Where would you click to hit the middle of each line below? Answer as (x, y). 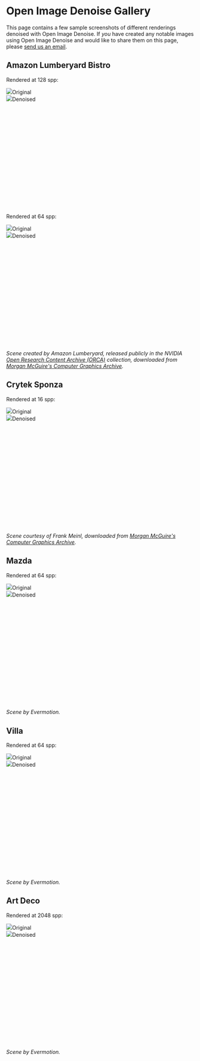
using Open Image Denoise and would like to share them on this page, (92, 40)
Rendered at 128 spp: (32, 79)
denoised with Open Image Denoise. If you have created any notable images (100, 33)
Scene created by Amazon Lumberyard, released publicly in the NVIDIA (94, 353)
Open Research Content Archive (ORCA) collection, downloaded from (92, 359)
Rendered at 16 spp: (31, 399)
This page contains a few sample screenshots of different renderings (91, 27)
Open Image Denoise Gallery (79, 11)
